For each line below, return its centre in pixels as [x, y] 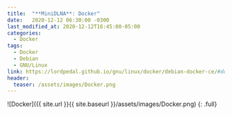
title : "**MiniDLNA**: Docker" [54, 14]
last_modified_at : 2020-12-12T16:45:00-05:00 [74, 26]
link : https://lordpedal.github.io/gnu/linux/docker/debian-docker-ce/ [112, 71]
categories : [24, 33]
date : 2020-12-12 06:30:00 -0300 [58, 20]
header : [18, 78]
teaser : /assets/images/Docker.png [65, 85]
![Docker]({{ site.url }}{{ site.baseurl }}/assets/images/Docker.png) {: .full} [112, 104]
